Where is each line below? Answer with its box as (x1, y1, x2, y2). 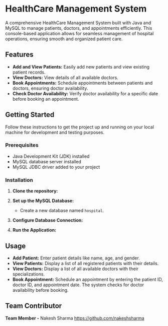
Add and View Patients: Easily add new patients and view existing (12, 63, 149, 70)
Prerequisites (5, 142, 39, 149)
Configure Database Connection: (12, 217, 83, 223)
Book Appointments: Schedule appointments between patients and (12, 80, 153, 86)
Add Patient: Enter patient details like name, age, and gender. (12, 255, 140, 261)
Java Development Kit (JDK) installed (12, 153, 90, 159)
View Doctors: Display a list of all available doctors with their (12, 266, 139, 272)
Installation (5, 176, 34, 183)
